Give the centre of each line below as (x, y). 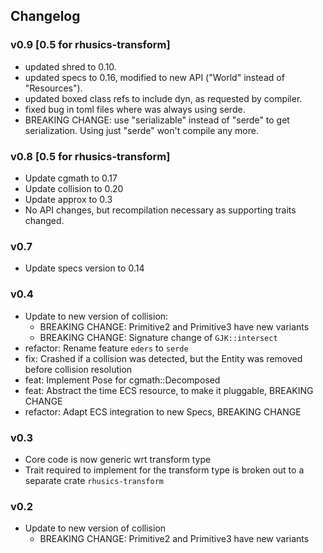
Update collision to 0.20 (74, 188)
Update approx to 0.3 (68, 199)
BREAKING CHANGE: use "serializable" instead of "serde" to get (157, 120)
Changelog (45, 16)
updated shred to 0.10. (70, 66)
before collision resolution (78, 369)
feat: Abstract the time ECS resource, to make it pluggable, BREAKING (169, 390)
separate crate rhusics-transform (94, 480)
